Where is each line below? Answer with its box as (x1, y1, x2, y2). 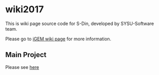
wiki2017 (5, 4, 44, 15)
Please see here (5, 64, 39, 70)
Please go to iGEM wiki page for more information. (5, 36, 111, 42)
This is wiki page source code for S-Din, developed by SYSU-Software (5, 20, 154, 27)
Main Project (5, 51, 47, 59)
